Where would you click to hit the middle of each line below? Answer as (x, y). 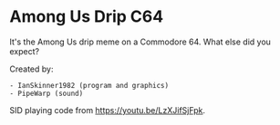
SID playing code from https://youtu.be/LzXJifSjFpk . (108, 110)
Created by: (31, 69)
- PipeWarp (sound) (47, 93)
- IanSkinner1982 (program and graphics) (89, 85)
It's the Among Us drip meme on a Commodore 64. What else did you (140, 42)
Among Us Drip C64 (87, 17)
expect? (24, 51)
